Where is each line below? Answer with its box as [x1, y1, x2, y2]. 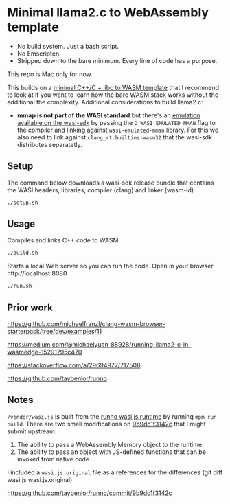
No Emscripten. [16, 49, 62, 58]
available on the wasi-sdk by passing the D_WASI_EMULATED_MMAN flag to [16, 118, 216, 126]
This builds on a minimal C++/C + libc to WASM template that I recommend [7, 83, 220, 91]
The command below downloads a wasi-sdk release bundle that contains [7, 179, 214, 187]
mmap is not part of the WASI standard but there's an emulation [16, 111, 200, 119]
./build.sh [7, 249, 38, 257]
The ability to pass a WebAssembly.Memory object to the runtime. [16, 440, 204, 448]
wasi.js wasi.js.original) [7, 475, 73, 483]
